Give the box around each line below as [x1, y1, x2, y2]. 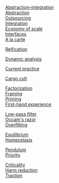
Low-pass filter [5, 111, 37, 117]
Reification [5, 46, 28, 52]
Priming [5, 96, 22, 102]
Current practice [5, 66, 39, 72]
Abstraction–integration [5, 5, 54, 10]
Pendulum [5, 147, 27, 153]
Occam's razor [5, 116, 36, 123]
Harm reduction [5, 167, 38, 173]
